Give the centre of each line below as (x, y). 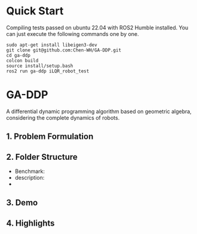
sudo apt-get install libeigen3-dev (52, 45)
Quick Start (35, 11)
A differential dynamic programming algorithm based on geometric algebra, (99, 111)
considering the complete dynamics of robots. (63, 117)
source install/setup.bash (40, 66)
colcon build (22, 60)
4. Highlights (30, 223)
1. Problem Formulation (50, 137)
